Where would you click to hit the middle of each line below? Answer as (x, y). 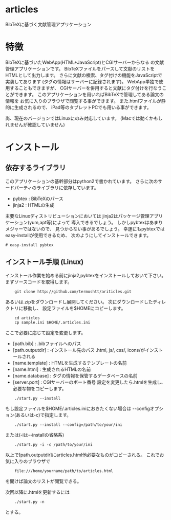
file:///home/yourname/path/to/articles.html (64, 471)
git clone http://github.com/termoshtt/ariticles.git (73, 292)
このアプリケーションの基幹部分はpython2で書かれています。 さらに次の (82, 181)
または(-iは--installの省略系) (35, 435)
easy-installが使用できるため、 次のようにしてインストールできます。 (78, 235)
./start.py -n (29, 502)
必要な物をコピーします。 (39, 388)
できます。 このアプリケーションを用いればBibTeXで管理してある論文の (89, 94)
